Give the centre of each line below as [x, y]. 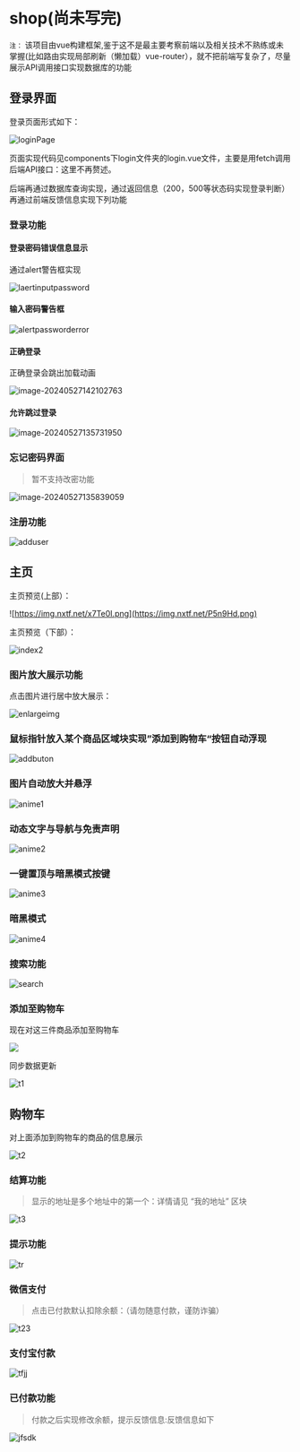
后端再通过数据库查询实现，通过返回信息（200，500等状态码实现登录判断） [150, 188]
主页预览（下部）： [43, 632]
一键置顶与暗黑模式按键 [60, 873]
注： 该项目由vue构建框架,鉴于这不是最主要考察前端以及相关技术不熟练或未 [147, 45]
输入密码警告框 [37, 309]
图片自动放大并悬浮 [51, 783]
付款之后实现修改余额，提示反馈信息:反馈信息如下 [123, 1419]
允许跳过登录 [33, 412]
